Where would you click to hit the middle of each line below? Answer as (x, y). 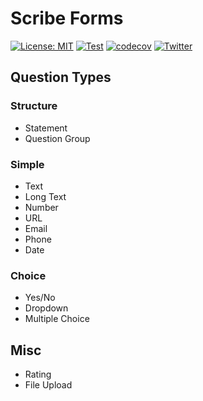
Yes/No (40, 298)
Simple (27, 164)
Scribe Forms (67, 18)
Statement (46, 128)
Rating (38, 374)
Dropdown (46, 308)
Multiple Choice (57, 319)
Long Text (45, 196)
